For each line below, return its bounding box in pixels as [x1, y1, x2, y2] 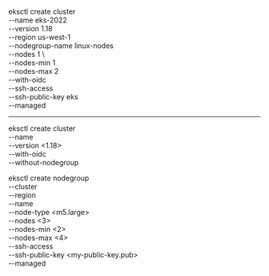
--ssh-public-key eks [8, 92, 78, 101]
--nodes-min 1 [8, 58, 56, 67]
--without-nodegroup [8, 158, 79, 167]
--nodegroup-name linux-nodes [8, 41, 114, 51]
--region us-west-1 [8, 32, 70, 42]
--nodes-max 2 [8, 67, 59, 75]
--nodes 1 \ [8, 50, 46, 59]
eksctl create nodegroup [8, 173, 90, 183]
